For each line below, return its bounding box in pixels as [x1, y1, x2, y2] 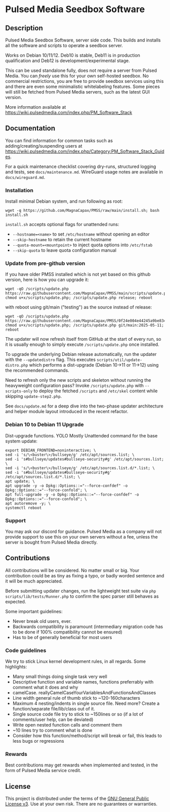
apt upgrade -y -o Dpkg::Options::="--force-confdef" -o [5, 483, 128, 488]
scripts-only [5, 389, 33, 394]
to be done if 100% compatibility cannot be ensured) [12, 628, 122, 635]
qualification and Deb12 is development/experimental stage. [5, 58, 130, 64]
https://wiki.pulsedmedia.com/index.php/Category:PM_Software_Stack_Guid [5, 148, 164, 154]
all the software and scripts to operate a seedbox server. [5, 42, 123, 49]
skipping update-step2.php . [5, 393, 62, 399]
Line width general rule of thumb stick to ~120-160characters [12, 695, 141, 701]
